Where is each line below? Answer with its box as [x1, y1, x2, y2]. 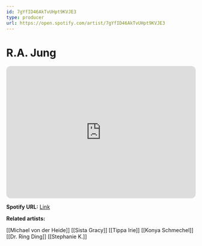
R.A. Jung [6, 46, 57, 60]
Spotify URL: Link [6, 203, 50, 211]
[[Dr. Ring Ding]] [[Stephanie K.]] [6, 233, 87, 241]
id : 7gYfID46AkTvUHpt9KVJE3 [6, 8, 77, 15]
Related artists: [6, 215, 46, 223]
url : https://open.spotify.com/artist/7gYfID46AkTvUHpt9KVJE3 [6, 20, 165, 26]
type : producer [6, 14, 44, 20]
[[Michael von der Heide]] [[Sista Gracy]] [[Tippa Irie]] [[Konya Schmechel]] [6, 227, 194, 234]
